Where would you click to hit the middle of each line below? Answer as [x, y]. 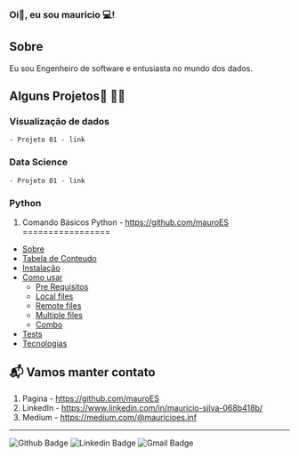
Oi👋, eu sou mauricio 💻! [62, 14]
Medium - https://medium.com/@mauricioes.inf [109, 417]
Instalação [41, 268]
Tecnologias [44, 344]
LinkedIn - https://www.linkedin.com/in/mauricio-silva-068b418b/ [142, 407]
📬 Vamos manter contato [82, 373]
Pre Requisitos [62, 287]
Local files [54, 296]
